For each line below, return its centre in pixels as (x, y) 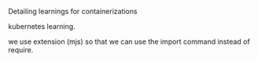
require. (21, 50)
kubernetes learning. (42, 26)
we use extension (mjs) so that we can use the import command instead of (129, 41)
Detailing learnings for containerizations (73, 11)
